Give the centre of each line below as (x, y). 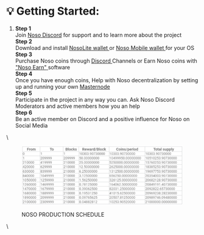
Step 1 (23, 28)
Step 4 (23, 74)
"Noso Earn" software (43, 67)
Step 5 (23, 93)
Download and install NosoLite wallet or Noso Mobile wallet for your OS (105, 47)
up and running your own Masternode (63, 86)
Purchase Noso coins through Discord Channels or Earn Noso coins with (106, 61)
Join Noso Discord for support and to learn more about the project (98, 35)
